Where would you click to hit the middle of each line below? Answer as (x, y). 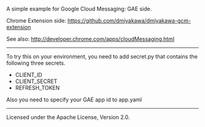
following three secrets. (36, 63)
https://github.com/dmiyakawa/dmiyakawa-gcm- (129, 20)
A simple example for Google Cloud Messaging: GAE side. (79, 9)
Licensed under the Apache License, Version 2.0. (68, 117)
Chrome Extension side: (36, 20)
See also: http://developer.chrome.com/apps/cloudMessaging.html (91, 39)
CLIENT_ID (29, 75)
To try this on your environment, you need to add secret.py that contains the (102, 56)
